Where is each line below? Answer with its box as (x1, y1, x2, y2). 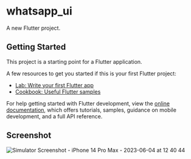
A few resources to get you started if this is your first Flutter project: (6, 70, 176, 77)
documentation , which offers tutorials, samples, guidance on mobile (6, 106, 176, 113)
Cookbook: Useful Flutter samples (15, 88, 101, 95)
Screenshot (6, 130, 52, 141)
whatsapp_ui (6, 4, 73, 18)
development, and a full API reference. (6, 112, 103, 120)
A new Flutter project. (6, 24, 61, 32)
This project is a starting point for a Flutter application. (6, 58, 142, 65)
